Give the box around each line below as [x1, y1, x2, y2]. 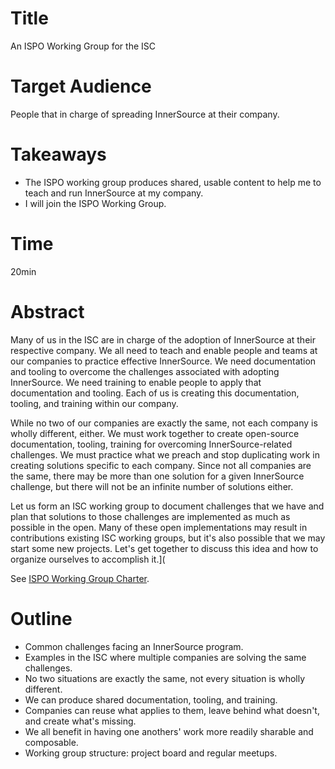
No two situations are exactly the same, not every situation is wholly [24, 672, 306, 684]
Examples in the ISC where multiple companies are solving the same [24, 651, 307, 663]
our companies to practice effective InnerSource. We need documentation [10, 355, 317, 367]
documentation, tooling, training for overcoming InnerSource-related [10, 438, 293, 450]
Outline [10, 607, 73, 630]
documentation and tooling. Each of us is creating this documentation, [10, 387, 300, 399]
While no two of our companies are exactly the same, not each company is [10, 417, 318, 429]
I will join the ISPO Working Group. [24, 197, 167, 209]
